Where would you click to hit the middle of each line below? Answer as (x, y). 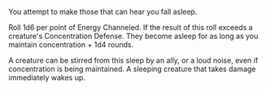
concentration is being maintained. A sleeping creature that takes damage (132, 69)
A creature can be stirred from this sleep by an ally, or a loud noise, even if (133, 60)
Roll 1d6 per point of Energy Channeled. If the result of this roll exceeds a (131, 27)
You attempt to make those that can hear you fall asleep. (103, 12)
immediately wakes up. (47, 77)
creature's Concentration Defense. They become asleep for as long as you (133, 36)
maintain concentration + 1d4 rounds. (71, 45)
